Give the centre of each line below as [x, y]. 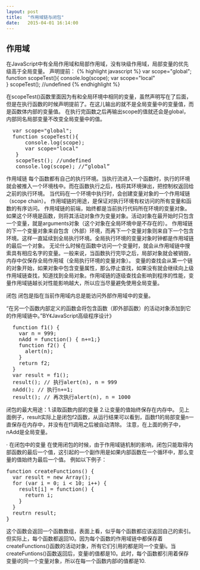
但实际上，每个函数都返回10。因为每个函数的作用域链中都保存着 [85, 539]
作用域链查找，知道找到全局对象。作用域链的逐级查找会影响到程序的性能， [97, 275]
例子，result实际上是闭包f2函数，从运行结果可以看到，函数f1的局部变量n [100, 417]
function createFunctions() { [50, 471]
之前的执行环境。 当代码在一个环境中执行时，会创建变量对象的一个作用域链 [98, 194]
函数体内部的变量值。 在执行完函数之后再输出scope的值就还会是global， [100, 111]
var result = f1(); [41, 375]
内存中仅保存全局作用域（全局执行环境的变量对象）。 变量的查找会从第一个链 [99, 261]
